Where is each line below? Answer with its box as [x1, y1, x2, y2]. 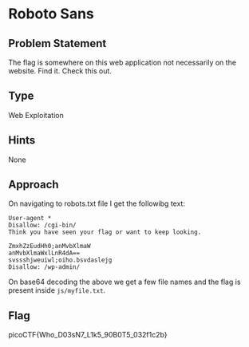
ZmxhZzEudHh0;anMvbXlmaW [8, 243, 91, 250]
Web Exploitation [8, 110, 64, 120]
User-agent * [8, 215, 52, 223]
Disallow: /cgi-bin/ [8, 221, 77, 230]
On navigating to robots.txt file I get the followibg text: [8, 199, 186, 208]
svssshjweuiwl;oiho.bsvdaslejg [8, 256, 113, 264]
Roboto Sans [8, 5, 94, 23]
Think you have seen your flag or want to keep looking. [8, 228, 202, 236]
